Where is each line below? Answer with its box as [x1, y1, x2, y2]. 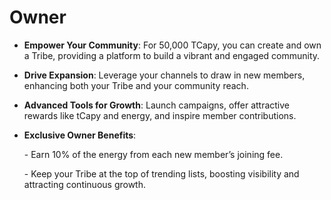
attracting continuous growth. [23, 178, 147, 190]
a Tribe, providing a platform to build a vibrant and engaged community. [23, 49, 321, 61]
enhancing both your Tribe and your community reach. [23, 79, 249, 91]
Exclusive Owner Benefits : [23, 129, 137, 141]
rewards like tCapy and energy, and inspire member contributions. [23, 109, 297, 121]
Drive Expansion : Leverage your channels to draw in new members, [23, 69, 306, 81]
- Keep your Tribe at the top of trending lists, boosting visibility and [23, 167, 300, 180]
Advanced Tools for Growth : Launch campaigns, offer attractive [23, 99, 291, 111]
